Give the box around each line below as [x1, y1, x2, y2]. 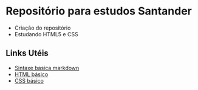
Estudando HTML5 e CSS [14, 30, 78, 37]
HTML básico [14, 71, 49, 78]
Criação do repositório [14, 24, 71, 31]
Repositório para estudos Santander [5, 4, 192, 18]
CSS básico [14, 77, 44, 84]
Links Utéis [5, 48, 49, 59]
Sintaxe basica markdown [14, 64, 80, 71]
